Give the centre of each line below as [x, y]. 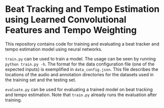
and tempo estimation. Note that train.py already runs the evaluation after [81, 95]
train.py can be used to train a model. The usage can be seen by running [81, 58]
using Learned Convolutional [66, 20]
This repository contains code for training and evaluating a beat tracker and [82, 44]
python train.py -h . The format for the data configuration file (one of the [80, 64]
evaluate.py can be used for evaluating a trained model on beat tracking [79, 89]
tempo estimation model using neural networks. [54, 49]
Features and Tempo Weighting [71, 30]
